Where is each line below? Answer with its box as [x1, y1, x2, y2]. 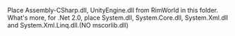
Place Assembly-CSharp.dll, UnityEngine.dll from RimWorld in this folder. [7, 6, 219, 14]
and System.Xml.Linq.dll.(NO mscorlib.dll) [7, 21, 129, 29]
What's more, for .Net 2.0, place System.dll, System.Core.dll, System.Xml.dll [7, 13, 228, 22]
